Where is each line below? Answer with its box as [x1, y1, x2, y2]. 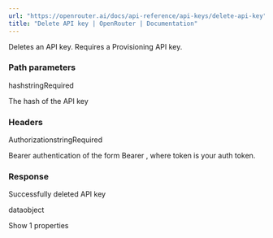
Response [8, 171, 49, 183]
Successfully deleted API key [8, 189, 106, 199]
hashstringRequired [8, 80, 75, 90]
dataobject [8, 205, 45, 215]
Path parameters [8, 62, 76, 73]
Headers [8, 116, 43, 128]
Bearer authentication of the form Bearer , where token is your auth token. [8, 151, 256, 161]
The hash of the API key [8, 96, 89, 106]
